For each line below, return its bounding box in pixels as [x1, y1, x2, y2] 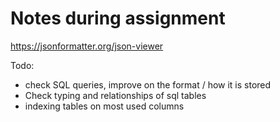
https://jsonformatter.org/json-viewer [10, 40, 164, 52]
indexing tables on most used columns [24, 100, 185, 112]
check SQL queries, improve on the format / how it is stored [24, 78, 272, 91]
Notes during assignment [10, 7, 226, 30]
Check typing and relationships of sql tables [24, 89, 207, 101]
